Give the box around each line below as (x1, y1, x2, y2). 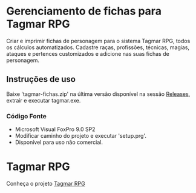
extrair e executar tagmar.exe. (6, 96, 81, 104)
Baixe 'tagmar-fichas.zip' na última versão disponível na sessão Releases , (6, 90, 191, 98)
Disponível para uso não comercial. (15, 138, 103, 146)
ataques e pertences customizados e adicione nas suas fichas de (6, 50, 169, 57)
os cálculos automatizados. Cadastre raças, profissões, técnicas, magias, (6, 44, 189, 51)
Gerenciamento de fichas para (6, 4, 162, 18)
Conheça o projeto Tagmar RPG (6, 180, 86, 187)
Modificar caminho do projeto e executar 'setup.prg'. (15, 132, 147, 140)
